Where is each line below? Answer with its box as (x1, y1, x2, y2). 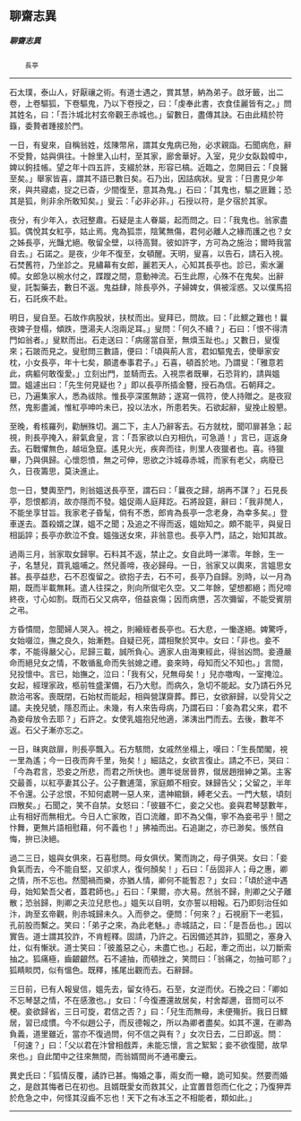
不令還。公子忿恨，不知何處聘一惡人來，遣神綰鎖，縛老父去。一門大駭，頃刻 (9, 788, 292, 800)
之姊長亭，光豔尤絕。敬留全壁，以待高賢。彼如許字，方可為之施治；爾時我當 (9, 237, 292, 248)
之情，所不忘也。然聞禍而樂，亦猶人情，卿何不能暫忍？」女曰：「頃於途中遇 (9, 875, 288, 886)
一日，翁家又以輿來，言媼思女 (181, 560, 292, 571)
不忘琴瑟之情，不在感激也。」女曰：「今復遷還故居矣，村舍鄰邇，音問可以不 (9, 995, 284, 1006)
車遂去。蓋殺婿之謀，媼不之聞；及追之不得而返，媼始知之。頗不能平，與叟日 (9, 518, 292, 529)
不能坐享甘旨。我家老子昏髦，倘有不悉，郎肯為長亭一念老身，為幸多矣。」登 (9, 508, 288, 518)
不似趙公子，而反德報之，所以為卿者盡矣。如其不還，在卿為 (71, 1017, 292, 1029)
